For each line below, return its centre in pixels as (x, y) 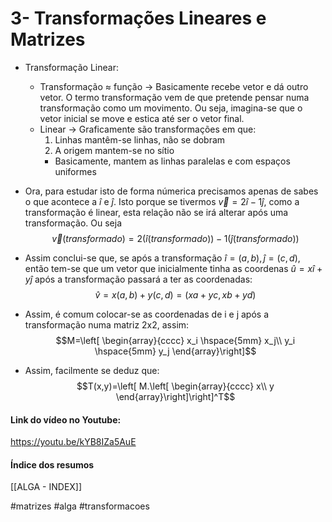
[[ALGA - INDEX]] (46, 487)
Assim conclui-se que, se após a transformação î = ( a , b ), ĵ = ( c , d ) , (162, 258)
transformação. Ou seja (73, 223)
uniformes (75, 171)
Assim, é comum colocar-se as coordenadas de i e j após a (147, 314)
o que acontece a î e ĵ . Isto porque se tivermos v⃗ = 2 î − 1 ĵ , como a (162, 201)
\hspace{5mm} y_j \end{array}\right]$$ (175, 351)
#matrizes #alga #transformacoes (80, 506)
